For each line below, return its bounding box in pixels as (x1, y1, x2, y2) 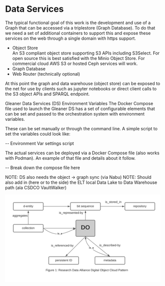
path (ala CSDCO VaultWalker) (5, 184, 67, 190)
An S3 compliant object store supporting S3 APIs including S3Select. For (12, 50, 160, 56)
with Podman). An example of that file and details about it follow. (5, 155, 136, 161)
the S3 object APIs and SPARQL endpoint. (5, 91, 90, 97)
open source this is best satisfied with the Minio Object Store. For (12, 55, 145, 61)
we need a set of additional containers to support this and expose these (5, 30, 151, 36)
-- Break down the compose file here (5, 165, 80, 171)
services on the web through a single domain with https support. (5, 35, 136, 41)
